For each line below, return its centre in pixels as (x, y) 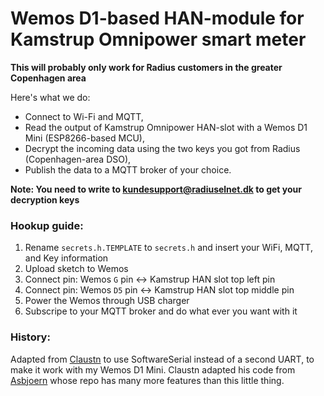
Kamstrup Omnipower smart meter (158, 39)
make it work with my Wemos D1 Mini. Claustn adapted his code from (153, 369)
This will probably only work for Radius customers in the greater (146, 67)
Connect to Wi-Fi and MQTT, (84, 116)
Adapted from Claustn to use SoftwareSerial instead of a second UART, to (162, 359)
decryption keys (45, 199)
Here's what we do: (50, 97)
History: (30, 337)
